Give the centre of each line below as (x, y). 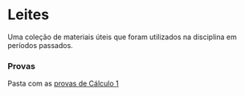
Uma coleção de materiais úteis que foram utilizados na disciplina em (122, 37)
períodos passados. (40, 45)
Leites (29, 15)
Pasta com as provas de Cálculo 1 (63, 84)
